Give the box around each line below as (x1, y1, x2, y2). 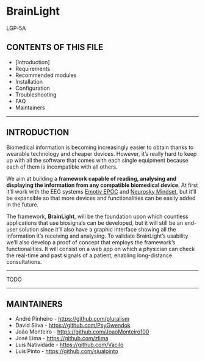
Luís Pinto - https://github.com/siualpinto (15, 348, 118, 355)
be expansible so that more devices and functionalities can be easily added (6, 194, 196, 202)
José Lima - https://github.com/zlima (15, 335, 109, 342)
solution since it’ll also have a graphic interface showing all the (19, 225, 176, 233)
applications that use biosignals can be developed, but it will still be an (6, 219, 184, 227)
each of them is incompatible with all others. (6, 163, 118, 170)
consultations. (6, 258, 42, 265)
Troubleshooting (15, 90, 57, 98)
